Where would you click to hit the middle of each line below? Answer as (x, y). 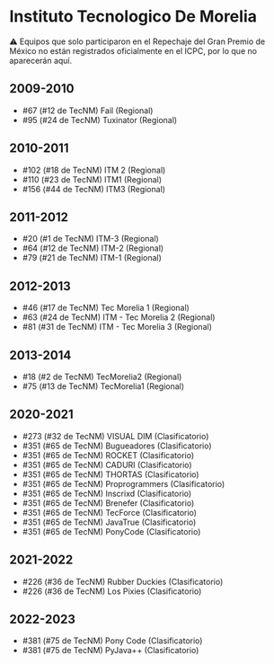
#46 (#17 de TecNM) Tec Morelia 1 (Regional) (106, 308)
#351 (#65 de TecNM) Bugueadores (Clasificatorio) (117, 446)
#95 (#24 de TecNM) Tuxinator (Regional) (100, 120)
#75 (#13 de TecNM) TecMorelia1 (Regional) (103, 386)
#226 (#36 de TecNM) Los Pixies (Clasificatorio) (112, 591)
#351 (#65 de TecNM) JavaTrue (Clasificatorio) (109, 522)
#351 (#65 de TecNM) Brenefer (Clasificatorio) (108, 503)
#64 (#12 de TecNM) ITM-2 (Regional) (93, 248)
